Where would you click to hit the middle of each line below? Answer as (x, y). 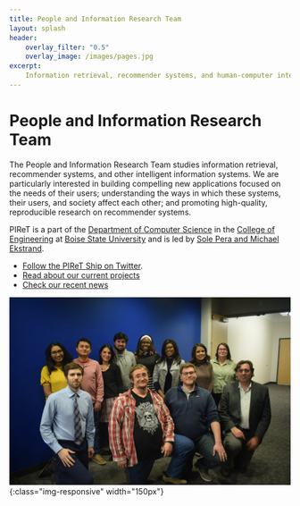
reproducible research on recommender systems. (100, 212)
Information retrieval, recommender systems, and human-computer (150, 76)
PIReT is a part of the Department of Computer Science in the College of (142, 229)
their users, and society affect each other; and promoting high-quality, (138, 202)
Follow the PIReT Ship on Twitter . (83, 266)
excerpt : (25, 66)
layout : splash (37, 28)
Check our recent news (65, 284)
